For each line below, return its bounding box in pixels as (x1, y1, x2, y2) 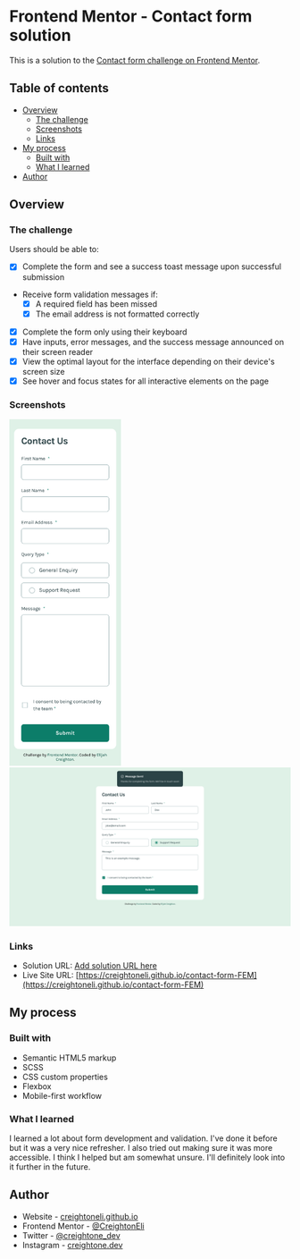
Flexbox (21, 1080, 52, 1092)
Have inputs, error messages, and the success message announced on (21, 336, 284, 347)
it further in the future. (9, 1161, 91, 1172)
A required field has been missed (35, 298, 158, 309)
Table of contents (9, 80, 109, 96)
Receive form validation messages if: (21, 289, 159, 300)
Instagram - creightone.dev (21, 1239, 123, 1250)
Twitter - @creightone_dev (21, 1229, 121, 1240)
